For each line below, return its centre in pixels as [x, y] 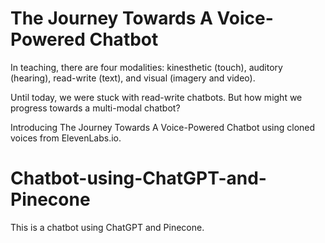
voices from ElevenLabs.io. [66, 138]
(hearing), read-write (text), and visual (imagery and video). [133, 78]
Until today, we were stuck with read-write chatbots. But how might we [156, 97]
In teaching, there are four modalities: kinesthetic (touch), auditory [146, 67]
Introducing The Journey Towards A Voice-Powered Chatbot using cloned [163, 127]
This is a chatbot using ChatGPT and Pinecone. [107, 227]
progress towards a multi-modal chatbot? [95, 108]
